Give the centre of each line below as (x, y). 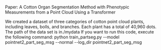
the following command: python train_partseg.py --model (62, 37)
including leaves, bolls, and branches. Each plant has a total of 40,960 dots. (81, 27)
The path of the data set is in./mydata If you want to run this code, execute (80, 32)
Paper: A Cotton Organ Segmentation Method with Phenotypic (67, 7)
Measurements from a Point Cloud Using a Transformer (60, 12)
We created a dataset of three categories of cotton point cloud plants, (75, 22)
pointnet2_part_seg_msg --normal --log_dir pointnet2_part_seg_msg (73, 42)
